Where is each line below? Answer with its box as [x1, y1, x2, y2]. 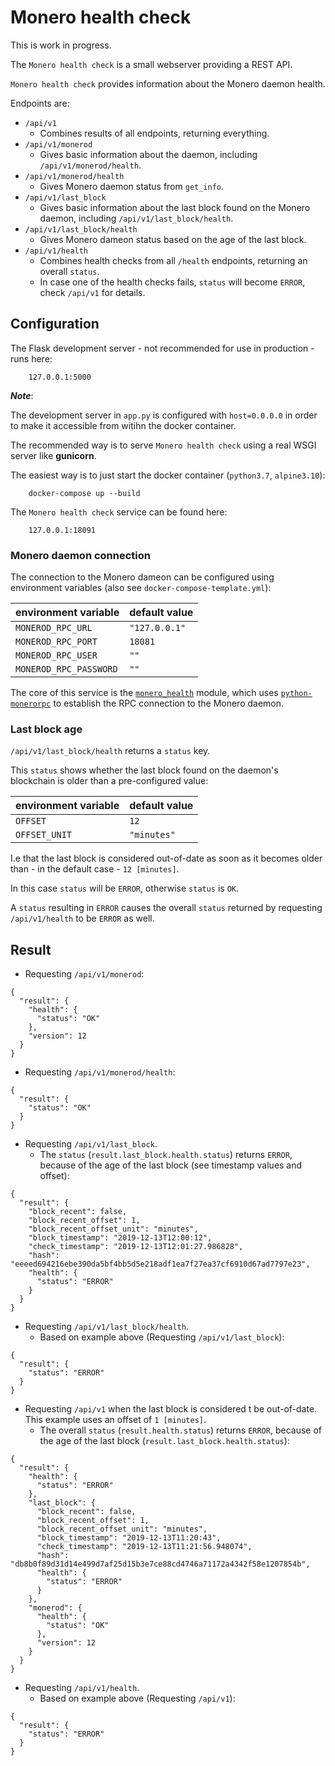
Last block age [10, 722, 83, 736]
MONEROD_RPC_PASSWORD [15, 664, 118, 675]
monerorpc [10, 699, 52, 710]
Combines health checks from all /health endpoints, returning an [39, 254, 308, 266]
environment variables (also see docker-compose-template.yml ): [10, 582, 272, 594]
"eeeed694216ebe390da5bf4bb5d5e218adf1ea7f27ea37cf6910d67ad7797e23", [10, 1259, 311, 1270]
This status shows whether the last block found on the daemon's [10, 764, 279, 776]
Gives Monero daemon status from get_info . [39, 180, 225, 192]
